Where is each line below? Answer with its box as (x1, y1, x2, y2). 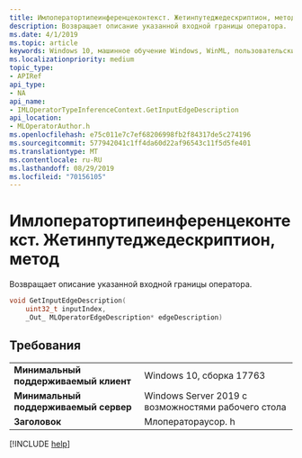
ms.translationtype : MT (9, 147, 99, 156)
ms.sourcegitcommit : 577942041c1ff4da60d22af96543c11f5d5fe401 (9, 139, 252, 148)
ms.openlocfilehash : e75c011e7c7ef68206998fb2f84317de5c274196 (9, 130, 252, 139)
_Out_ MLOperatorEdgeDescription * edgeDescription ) (25, 312, 223, 322)
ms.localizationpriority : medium (9, 55, 135, 64)
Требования (9, 338, 81, 354)
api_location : (9, 113, 63, 122)
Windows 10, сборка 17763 (143, 369, 266, 382)
